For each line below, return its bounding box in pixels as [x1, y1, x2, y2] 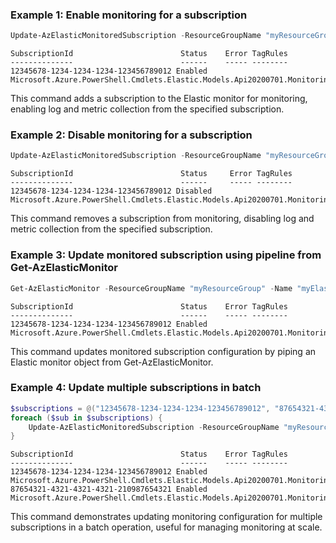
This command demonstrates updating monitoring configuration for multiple [10, 511, 323, 523]
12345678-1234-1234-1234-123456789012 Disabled [10, 186, 213, 197]
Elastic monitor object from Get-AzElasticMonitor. [10, 356, 214, 368]
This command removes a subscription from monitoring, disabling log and [10, 213, 315, 225]
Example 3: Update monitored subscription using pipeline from [10, 248, 322, 262]
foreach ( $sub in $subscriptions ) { [10, 413, 163, 423]
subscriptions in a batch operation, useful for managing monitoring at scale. [10, 521, 323, 533]
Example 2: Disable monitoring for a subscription [10, 128, 253, 142]
